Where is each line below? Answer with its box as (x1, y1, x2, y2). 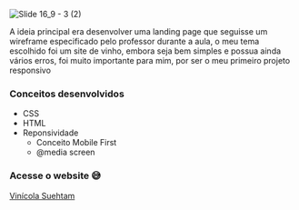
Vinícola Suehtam (9, 190, 75, 201)
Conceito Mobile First (35, 137, 117, 148)
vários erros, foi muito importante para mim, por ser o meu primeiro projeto (9, 55, 291, 65)
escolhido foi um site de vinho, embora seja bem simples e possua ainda (9, 45, 282, 56)
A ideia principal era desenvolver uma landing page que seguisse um (9, 26, 268, 36)
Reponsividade (22, 127, 79, 138)
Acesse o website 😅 (9, 169, 102, 182)
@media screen (35, 146, 95, 158)
